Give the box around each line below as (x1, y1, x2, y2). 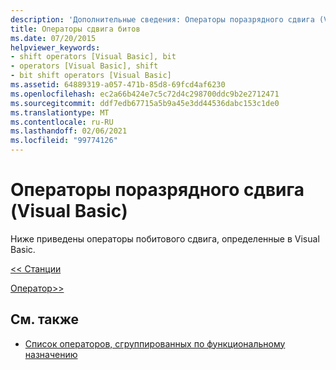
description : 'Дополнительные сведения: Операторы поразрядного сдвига (10, 14, 315, 25)
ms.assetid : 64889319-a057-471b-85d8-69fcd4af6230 (10, 80, 226, 90)
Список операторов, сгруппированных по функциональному (24, 337, 286, 350)
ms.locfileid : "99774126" (10, 136, 118, 146)
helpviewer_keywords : (10, 42, 101, 53)
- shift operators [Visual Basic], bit (10, 52, 177, 62)
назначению (24, 348, 78, 360)
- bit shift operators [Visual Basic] (10, 71, 172, 81)
